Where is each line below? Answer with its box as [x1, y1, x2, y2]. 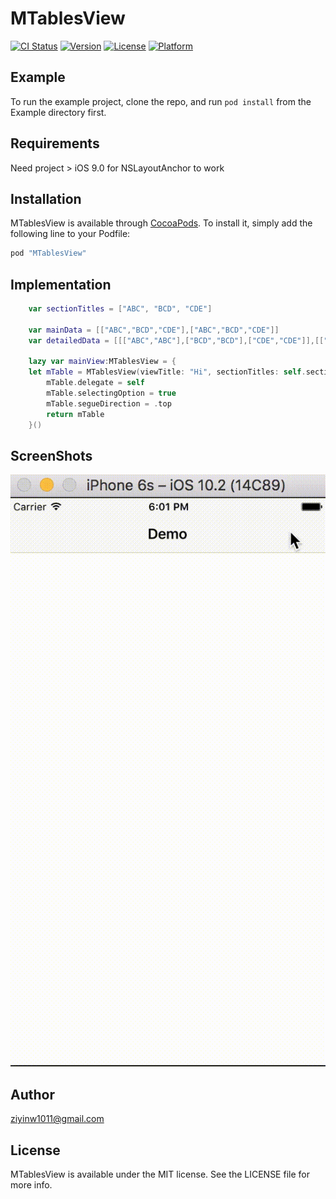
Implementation [10, 276, 112, 293]
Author [10, 1086, 55, 1103]
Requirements [10, 135, 100, 152]
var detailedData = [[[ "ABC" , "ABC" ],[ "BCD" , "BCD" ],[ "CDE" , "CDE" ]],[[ [28, 335, 325, 346]
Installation [10, 190, 82, 207]
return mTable [46, 409, 105, 419]
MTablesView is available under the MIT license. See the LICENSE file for [10, 1168, 310, 1180]
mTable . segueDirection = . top [46, 398, 172, 409]
